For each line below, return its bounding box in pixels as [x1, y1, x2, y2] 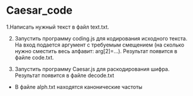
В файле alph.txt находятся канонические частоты [14, 83, 143, 90]
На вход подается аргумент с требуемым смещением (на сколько [14, 41, 185, 48]
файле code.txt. [14, 54, 55, 61]
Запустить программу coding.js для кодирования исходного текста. [14, 35, 188, 42]
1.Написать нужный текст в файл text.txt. [6, 23, 109, 30]
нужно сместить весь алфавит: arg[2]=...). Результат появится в [14, 47, 178, 54]
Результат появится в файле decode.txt [14, 72, 115, 79]
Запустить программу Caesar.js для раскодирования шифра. [14, 65, 170, 72]
